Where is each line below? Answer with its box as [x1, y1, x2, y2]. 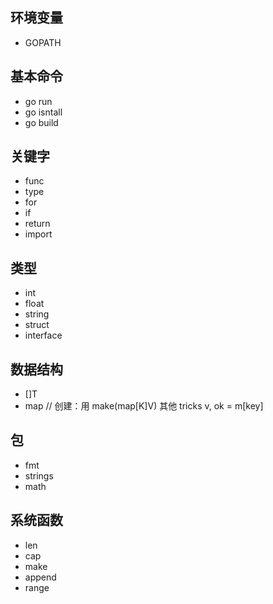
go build [24, 116, 59, 128]
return [24, 218, 51, 230]
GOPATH [24, 36, 62, 48]
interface [24, 329, 63, 342]
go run [24, 95, 53, 107]
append [24, 571, 57, 583]
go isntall [24, 106, 63, 118]
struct [24, 319, 50, 331]
